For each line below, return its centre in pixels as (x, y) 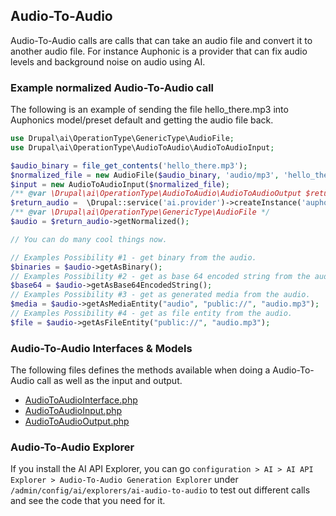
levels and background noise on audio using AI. (108, 61)
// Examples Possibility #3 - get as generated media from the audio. (160, 295)
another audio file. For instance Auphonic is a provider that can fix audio (159, 51)
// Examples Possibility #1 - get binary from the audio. (133, 257)
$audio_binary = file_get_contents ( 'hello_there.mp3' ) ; (129, 165)
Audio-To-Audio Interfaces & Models (101, 348)
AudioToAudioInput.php (73, 411)
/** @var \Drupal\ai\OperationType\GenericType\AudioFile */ (140, 212)
